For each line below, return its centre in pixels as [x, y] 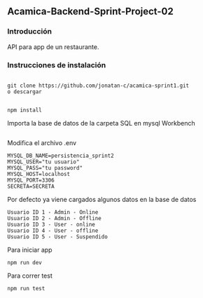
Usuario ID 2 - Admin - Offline [54, 218]
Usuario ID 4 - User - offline [53, 231]
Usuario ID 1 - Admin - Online [53, 212]
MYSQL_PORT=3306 [31, 180]
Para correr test [30, 276]
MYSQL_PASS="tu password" [45, 168]
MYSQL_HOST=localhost [39, 174]
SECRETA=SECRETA [31, 186]
